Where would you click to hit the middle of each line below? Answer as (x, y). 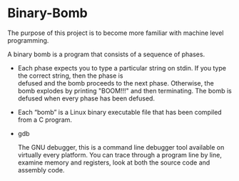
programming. (28, 40)
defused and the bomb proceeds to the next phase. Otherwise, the (116, 83)
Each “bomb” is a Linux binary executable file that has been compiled (120, 112)
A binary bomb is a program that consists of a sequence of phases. (106, 54)
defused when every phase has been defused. (86, 98)
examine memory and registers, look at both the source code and (114, 162)
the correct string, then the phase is (70, 76)
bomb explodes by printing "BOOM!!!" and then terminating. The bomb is (124, 90)
